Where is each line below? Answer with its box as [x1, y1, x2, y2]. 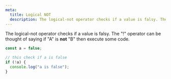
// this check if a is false [5, 55, 67, 60]
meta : [5, 7, 17, 13]
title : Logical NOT [10, 12, 51, 17]
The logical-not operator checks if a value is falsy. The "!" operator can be [5, 31, 161, 37]
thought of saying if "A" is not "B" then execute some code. [5, 36, 130, 42]
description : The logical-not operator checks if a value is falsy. [10, 17, 158, 22]
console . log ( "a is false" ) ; [10, 64, 70, 69]
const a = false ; [5, 46, 42, 51]
